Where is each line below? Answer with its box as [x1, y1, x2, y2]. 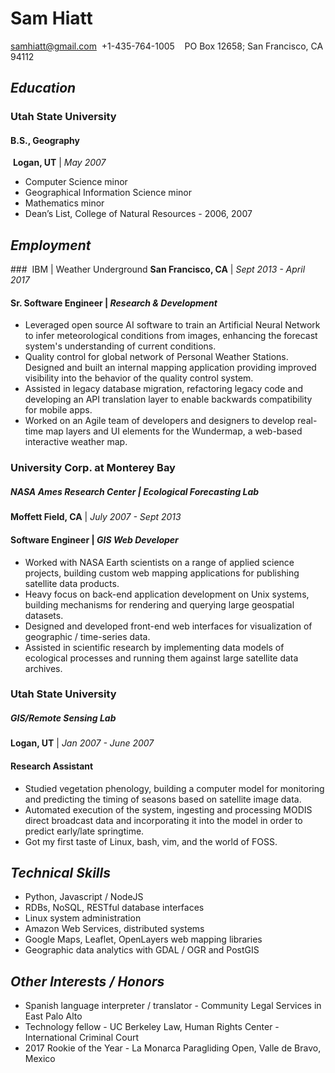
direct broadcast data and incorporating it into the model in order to [24, 814, 303, 826]
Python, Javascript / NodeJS [24, 891, 144, 903]
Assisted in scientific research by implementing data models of [24, 641, 285, 653]
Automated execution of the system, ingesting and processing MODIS [24, 803, 313, 816]
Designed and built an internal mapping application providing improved [24, 362, 317, 374]
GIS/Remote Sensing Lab [10, 712, 117, 724]
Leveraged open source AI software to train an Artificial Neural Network [24, 319, 321, 331]
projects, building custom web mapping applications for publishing [24, 567, 300, 579]
